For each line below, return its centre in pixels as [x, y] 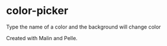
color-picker [37, 11]
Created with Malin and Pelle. [42, 38]
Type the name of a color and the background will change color [83, 27]
